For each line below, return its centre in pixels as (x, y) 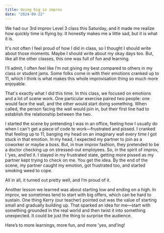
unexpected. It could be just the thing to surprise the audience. (69, 215)
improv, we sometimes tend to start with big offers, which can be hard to (78, 195)
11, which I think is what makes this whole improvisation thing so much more (82, 78)
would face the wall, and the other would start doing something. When (76, 104)
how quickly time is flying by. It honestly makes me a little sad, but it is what (81, 33)
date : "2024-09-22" (25, 14)
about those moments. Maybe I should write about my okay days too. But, (79, 53)
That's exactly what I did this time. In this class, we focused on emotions (78, 93)
